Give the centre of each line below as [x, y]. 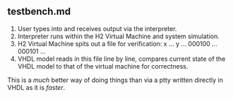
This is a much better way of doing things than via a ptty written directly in [115, 80]
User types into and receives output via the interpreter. [97, 28]
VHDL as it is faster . [36, 87]
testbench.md [39, 12]
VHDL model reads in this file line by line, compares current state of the [121, 59]
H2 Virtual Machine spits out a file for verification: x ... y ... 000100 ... [117, 43]
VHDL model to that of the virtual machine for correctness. [103, 66]
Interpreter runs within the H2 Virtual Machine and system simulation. [119, 36]
